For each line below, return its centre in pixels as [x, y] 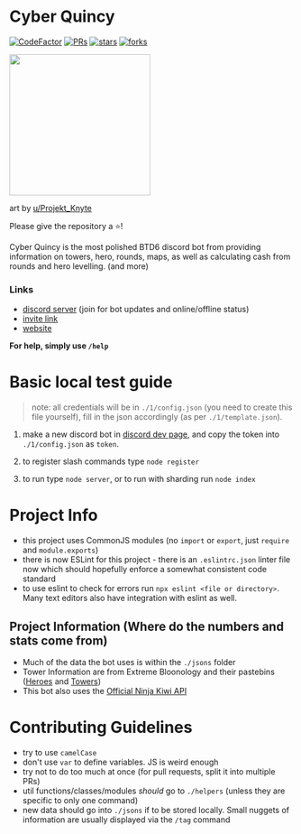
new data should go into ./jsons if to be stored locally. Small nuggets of [156, 810]
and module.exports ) [60, 550]
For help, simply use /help [59, 346]
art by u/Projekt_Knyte [51, 208]
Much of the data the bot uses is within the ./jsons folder [129, 662]
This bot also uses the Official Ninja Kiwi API [105, 690]
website [37, 329]
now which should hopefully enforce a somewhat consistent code [145, 570]
